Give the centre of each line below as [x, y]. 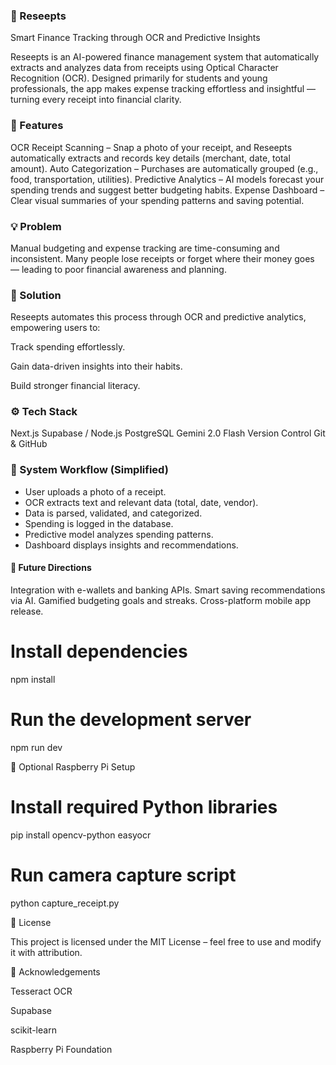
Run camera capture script [123, 875]
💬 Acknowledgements [55, 971]
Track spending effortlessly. [68, 347]
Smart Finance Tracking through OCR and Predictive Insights [135, 38]
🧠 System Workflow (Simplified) [89, 470]
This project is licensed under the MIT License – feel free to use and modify [166, 941]
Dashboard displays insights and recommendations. [131, 545]
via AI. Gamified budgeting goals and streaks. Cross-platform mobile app [161, 600]
